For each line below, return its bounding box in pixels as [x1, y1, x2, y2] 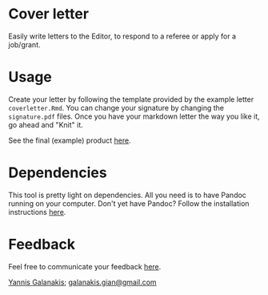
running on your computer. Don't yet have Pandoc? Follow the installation [8, 198, 250, 208]
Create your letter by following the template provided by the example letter [8, 94, 254, 104]
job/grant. [8, 39, 42, 49]
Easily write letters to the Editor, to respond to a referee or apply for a [8, 31, 236, 41]
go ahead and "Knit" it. [8, 119, 84, 129]
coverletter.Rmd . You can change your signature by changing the [8, 103, 224, 112]
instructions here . [8, 207, 66, 216]
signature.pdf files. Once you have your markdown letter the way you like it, [8, 111, 260, 121]
